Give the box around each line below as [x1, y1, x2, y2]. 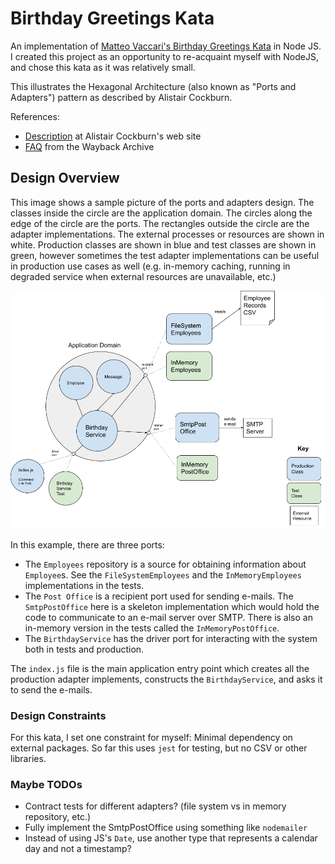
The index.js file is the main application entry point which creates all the [10, 662, 310, 674]
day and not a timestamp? [24, 843, 132, 855]
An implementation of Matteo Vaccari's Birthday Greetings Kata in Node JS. [10, 40, 322, 52]
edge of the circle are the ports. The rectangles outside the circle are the [10, 217, 310, 229]
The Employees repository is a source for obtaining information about [24, 558, 307, 570]
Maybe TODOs [10, 777, 83, 791]
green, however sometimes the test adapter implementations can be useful [10, 249, 320, 261]
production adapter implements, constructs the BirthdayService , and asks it [10, 673, 323, 685]
